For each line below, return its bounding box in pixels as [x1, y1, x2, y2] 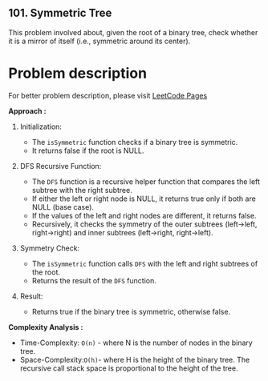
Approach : [8, 106, 47, 115]
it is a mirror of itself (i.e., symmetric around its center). [8, 36, 191, 46]
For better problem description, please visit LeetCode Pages [8, 90, 208, 100]
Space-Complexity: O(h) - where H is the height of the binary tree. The [19, 355, 250, 364]
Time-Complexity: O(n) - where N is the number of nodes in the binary [19, 338, 253, 347]
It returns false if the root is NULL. [31, 146, 144, 155]
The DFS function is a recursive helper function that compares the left [31, 176, 261, 186]
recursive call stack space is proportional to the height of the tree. [19, 363, 238, 373]
